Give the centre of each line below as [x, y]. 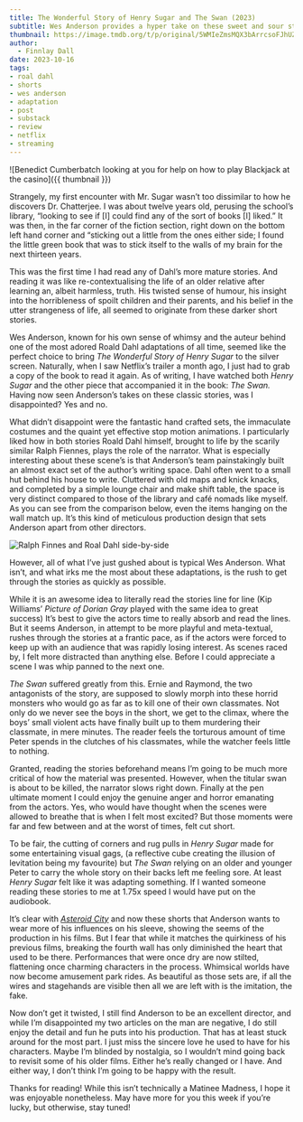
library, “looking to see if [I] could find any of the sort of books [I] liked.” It [146, 215]
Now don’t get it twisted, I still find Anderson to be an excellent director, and [150, 1013]
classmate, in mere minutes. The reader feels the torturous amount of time [147, 732]
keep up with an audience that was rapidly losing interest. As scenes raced [149, 647]
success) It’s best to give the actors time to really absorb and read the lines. [150, 618]
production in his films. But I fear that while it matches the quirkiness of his [148, 938]
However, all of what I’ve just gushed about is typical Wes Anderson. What [147, 562]
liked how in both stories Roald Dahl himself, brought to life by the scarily [145, 441]
